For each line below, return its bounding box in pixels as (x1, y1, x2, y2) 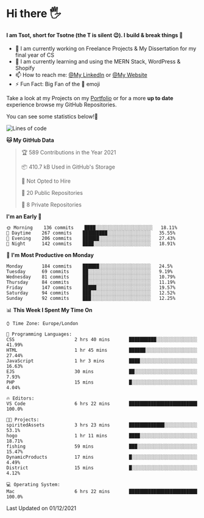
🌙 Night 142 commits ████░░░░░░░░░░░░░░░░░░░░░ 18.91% (6, 241, 175, 247)
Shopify (15, 64, 35, 72)
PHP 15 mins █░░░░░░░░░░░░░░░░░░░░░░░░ (6, 379, 198, 385)
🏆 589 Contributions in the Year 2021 (21, 149, 116, 156)
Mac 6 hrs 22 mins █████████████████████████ (6, 489, 198, 495)
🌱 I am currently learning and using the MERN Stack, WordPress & (15, 58, 181, 65)
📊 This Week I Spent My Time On (6, 307, 93, 314)
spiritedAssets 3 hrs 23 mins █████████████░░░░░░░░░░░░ (6, 422, 198, 428)
